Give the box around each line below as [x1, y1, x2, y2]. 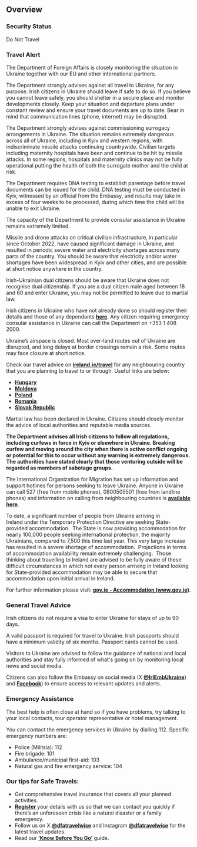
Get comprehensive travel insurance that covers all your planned [14, 790, 172, 797]
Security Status [6, 22, 52, 31]
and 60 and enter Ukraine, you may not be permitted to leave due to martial [6, 289, 189, 296]
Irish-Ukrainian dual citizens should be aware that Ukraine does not [6, 277, 169, 284]
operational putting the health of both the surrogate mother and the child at [6, 162, 188, 169]
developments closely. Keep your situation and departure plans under [6, 100, 175, 107]
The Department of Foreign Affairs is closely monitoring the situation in [6, 64, 178, 71]
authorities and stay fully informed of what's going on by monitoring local [6, 656, 184, 663]
